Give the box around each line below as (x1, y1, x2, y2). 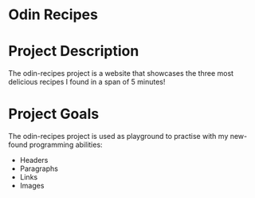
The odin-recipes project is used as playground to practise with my (8, 132, 229, 141)
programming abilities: (29, 140, 103, 149)
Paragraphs (19, 164, 58, 173)
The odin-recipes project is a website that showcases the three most (8, 69, 233, 78)
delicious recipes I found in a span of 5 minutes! (8, 77, 166, 87)
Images (19, 181, 45, 191)
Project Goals (8, 105, 100, 123)
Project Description (8, 42, 139, 61)
